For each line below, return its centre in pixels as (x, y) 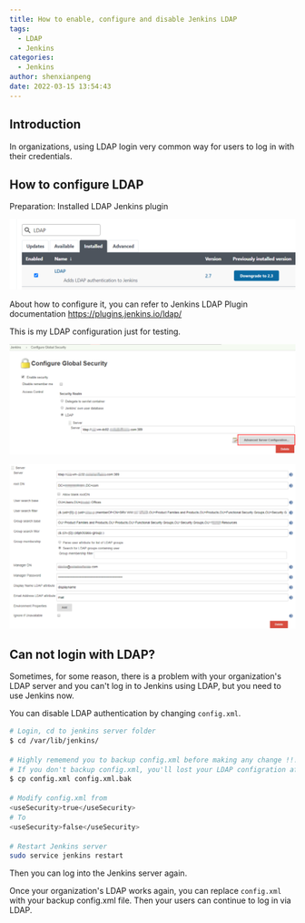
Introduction (45, 124)
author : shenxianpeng (50, 77)
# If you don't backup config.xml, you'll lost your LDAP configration (148, 769)
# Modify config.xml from (58, 798)
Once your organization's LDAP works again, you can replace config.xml (146, 891)
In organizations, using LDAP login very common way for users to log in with (152, 147)
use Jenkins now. (42, 695)
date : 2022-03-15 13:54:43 (60, 86)
